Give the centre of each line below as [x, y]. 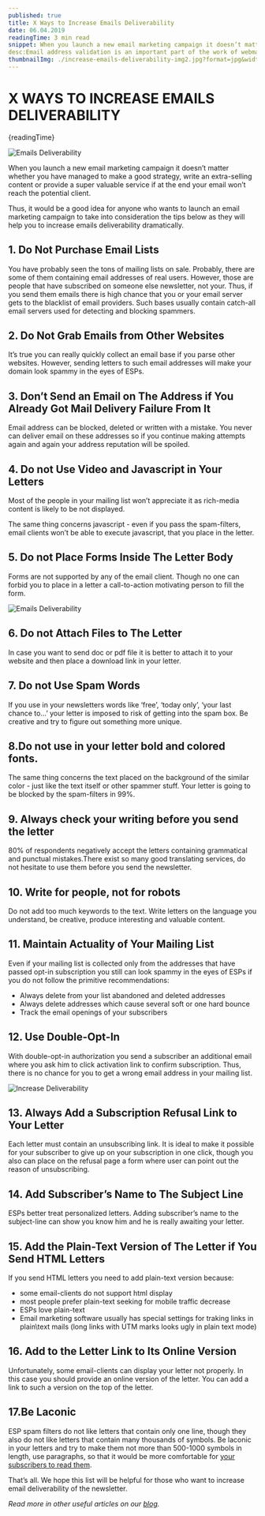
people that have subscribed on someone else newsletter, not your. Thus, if [131, 286]
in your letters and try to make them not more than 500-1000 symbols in [125, 1448]
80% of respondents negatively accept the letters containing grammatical [128, 850]
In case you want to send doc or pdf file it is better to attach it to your [121, 652]
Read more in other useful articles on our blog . [84, 1503]
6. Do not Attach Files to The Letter [95, 634]
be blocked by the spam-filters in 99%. [72, 794]
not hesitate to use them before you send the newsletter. [100, 867]
